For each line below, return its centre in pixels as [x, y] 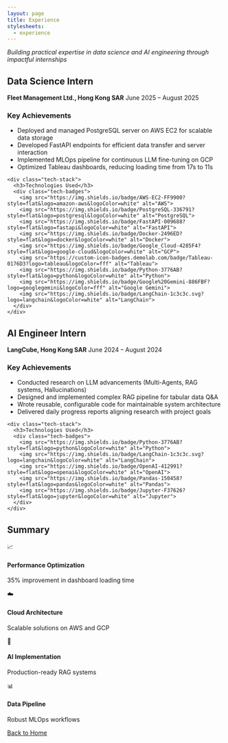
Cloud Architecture [35, 612]
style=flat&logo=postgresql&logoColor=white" [73, 216]
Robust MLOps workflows [44, 720]
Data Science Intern [50, 81]
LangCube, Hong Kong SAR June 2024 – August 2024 [85, 350]
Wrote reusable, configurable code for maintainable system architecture [119, 405]
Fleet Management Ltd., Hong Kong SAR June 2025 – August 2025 [103, 98]
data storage [35, 138]
